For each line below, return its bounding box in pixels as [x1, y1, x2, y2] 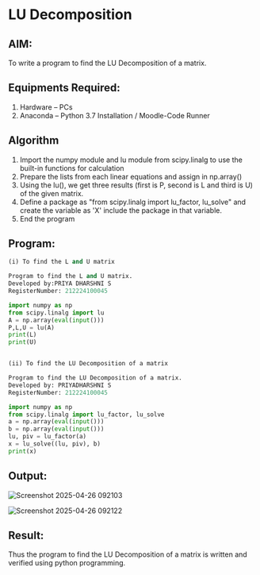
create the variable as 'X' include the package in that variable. [19, 205, 223, 215]
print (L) [8, 331, 37, 339]
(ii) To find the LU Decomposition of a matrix [8, 360, 169, 368]
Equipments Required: [8, 81, 120, 95]
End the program [19, 214, 75, 223]
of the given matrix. [19, 188, 84, 198]
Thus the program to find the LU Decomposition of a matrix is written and [8, 550, 247, 559]
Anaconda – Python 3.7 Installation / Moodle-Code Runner [19, 110, 210, 120]
